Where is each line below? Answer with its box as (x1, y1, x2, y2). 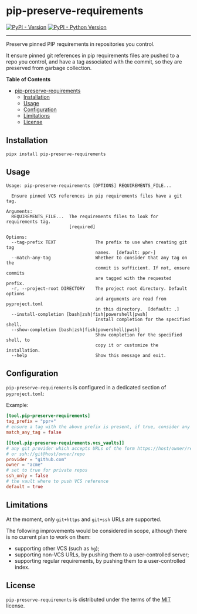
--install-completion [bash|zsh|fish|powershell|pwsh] (11, 311, 148, 317)
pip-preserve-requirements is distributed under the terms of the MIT (6, 596, 171, 603)
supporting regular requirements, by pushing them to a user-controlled (14, 557, 186, 564)
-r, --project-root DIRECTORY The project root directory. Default (11, 285, 188, 292)
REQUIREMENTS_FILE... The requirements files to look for (11, 213, 159, 219)
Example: (6, 402, 29, 409)
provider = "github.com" (6, 456, 67, 462)
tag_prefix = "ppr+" (6, 419, 57, 425)
